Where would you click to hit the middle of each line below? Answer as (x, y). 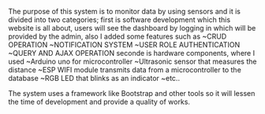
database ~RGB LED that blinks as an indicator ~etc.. (94, 78)
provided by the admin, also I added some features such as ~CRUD (118, 36)
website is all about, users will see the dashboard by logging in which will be (132, 28)
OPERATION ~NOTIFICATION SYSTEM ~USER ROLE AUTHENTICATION (124, 45)
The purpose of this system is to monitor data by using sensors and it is (124, 11)
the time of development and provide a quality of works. (99, 102)
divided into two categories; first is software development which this (119, 20)
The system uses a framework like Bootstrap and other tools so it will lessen (132, 93)
